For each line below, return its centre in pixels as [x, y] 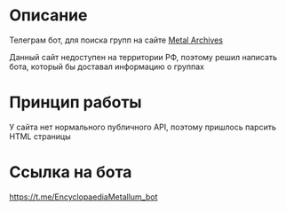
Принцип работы [75, 102]
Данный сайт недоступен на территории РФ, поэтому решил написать [143, 57]
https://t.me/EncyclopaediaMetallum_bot [83, 197]
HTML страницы [40, 136]
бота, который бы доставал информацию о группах [107, 66]
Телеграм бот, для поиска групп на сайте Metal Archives [116, 40]
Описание [48, 16]
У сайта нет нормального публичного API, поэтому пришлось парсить [143, 127]
